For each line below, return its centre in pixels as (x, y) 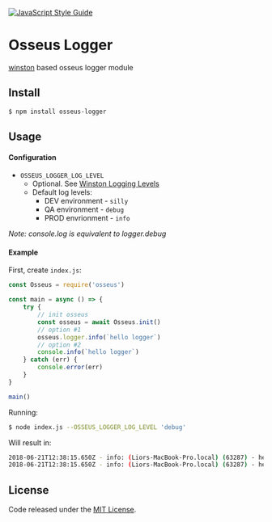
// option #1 (59, 330)
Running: (23, 412)
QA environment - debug (84, 209)
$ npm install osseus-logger (57, 112)
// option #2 (59, 345)
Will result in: (30, 442)
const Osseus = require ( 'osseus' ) (67, 285)
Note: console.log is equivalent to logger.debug (87, 234)
